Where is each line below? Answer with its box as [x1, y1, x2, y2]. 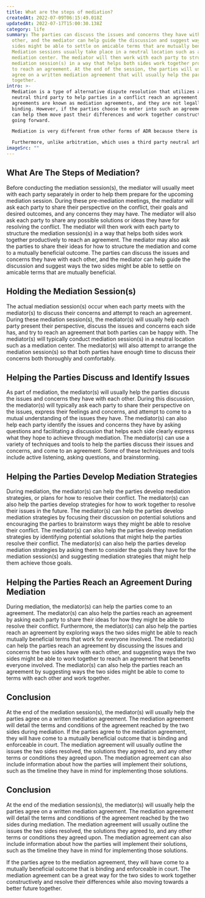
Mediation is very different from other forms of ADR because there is [12, 128, 198, 135]
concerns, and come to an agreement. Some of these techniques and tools [6, 447, 195, 455]
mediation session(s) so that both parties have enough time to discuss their [6, 348, 196, 355]
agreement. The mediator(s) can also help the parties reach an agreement [6, 609, 192, 616]
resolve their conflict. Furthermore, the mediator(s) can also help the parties [6, 622, 197, 630]
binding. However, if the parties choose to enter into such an [12, 105, 179, 112]
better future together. [6, 885, 62, 892]
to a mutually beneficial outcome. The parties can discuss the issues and [6, 249, 190, 256]
